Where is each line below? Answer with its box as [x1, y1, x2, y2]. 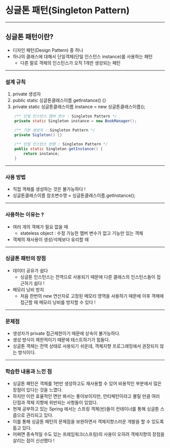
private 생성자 [12, 91, 41, 97]
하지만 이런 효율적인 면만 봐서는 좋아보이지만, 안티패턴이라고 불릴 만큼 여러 [12, 393, 160, 399]
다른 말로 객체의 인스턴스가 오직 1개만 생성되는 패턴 [20, 59, 121, 66]
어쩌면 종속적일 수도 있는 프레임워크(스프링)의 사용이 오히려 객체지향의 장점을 [12, 431, 165, 437]
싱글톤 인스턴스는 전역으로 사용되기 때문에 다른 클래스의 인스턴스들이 [20, 273, 156, 280]
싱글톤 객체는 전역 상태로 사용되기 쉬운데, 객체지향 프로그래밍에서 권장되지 [12, 343, 159, 349]
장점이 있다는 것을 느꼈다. [12, 387, 63, 393]
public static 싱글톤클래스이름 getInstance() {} [12, 97, 106, 104]
